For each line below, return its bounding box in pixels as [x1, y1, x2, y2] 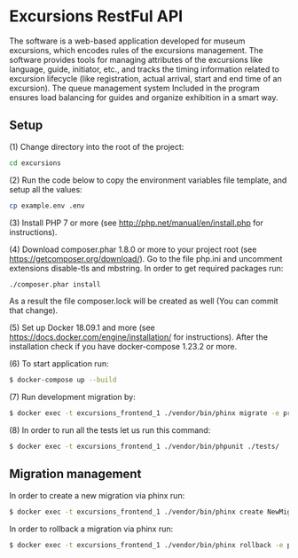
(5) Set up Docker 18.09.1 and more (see [9, 322, 155, 334]
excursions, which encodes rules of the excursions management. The [9, 44, 263, 55]
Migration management [9, 467, 142, 482]
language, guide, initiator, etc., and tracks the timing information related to [9, 64, 279, 75]
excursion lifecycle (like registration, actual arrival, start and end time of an [9, 73, 282, 83]
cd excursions [9, 158, 62, 168]
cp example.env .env [9, 201, 86, 210]
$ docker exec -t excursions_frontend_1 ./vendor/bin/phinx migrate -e [9, 409, 279, 418]
